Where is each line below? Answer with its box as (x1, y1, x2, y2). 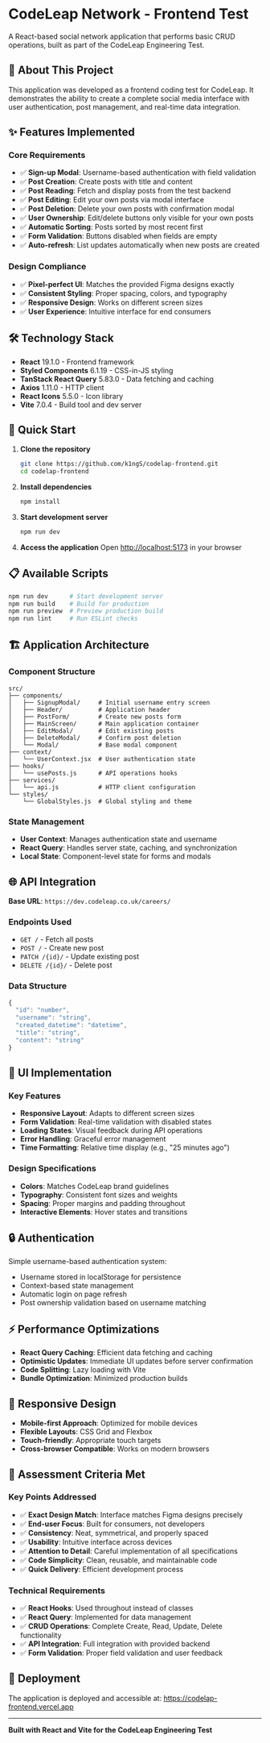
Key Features (8, 1090, 62, 1101)
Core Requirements (8, 150, 86, 161)
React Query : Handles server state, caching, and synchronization (19, 843, 238, 853)
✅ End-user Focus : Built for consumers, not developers (19, 1519, 205, 1529)
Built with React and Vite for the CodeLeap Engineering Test (8, 1724, 213, 1734)
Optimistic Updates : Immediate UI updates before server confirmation (19, 1356, 254, 1367)
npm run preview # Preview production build (8, 607, 163, 615)
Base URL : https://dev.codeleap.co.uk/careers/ (8, 896, 171, 905)
